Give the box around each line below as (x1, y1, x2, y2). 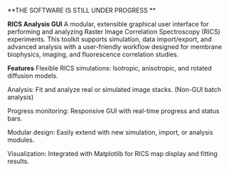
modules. (7, 135, 35, 144)
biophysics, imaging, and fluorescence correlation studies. (7, 50, 179, 58)
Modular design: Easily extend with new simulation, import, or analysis (7, 128, 213, 136)
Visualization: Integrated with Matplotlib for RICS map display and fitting (7, 150, 218, 157)
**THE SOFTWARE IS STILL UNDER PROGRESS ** (7, 6, 156, 14)
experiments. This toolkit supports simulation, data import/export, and (7, 35, 212, 43)
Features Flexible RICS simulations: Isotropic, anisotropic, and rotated (7, 64, 212, 72)
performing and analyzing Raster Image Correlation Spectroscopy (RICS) (7, 28, 220, 36)
